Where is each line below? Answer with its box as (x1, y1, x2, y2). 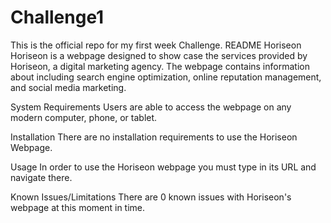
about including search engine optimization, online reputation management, (10, 71, 322, 83)
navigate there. (10, 171, 73, 183)
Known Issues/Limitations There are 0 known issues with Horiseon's (10, 191, 292, 203)
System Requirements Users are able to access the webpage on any (10, 101, 292, 113)
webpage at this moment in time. (10, 201, 146, 213)
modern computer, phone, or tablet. (10, 111, 158, 123)
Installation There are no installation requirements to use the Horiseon (10, 131, 298, 143)
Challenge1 (10, 6, 105, 29)
